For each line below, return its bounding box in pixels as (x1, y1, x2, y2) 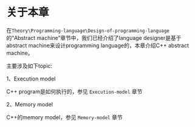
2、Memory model (6, 100, 53, 108)
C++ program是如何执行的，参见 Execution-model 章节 (6, 88, 143, 95)
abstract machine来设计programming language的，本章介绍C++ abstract (6, 42, 190, 49)
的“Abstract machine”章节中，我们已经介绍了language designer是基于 (6, 34, 182, 41)
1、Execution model (6, 75, 56, 82)
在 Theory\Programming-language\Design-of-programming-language (6, 27, 170, 34)
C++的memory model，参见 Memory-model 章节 (6, 113, 123, 121)
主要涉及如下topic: (6, 62, 53, 70)
